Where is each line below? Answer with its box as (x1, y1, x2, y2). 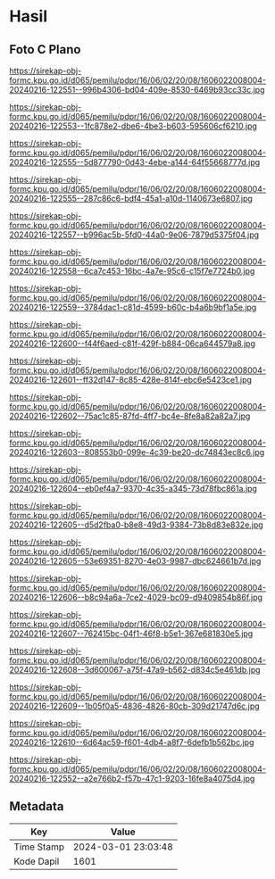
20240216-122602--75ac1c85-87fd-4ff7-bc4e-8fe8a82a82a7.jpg (9, 410, 251, 421)
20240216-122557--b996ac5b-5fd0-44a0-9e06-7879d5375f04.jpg (9, 229, 260, 240)
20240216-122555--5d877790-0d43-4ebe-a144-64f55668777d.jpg (9, 157, 261, 167)
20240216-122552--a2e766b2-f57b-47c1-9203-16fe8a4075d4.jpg (9, 774, 255, 784)
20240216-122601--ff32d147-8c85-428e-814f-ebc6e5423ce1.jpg (9, 375, 253, 385)
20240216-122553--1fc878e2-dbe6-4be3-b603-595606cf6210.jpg (9, 120, 257, 131)
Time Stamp (13, 841, 65, 853)
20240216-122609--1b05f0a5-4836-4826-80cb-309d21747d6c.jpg (9, 701, 261, 711)
